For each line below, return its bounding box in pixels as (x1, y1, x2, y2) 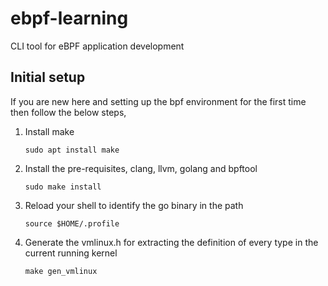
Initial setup (10, 69, 86, 86)
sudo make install (24, 182, 102, 192)
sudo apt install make (24, 145, 120, 155)
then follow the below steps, (10, 106, 127, 118)
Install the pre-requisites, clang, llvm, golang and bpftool (24, 162, 258, 174)
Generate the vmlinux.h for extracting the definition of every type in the (24, 236, 319, 248)
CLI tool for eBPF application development (10, 40, 185, 52)
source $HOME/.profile (24, 218, 120, 229)
